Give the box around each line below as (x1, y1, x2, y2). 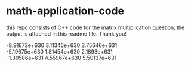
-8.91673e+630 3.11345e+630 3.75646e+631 (6, 42, 118, 49)
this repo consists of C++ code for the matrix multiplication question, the (6, 24, 185, 31)
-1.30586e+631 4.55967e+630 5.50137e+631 (6, 54, 117, 61)
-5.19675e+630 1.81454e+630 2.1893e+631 (6, 48, 113, 55)
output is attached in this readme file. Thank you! (6, 30, 127, 37)
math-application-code (6, 4, 124, 18)
